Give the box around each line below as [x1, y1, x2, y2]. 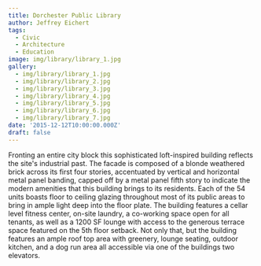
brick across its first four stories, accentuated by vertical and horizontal [8, 167, 240, 176]
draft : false [8, 128, 51, 136]
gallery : [8, 63, 37, 71]
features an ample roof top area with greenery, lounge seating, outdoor [8, 234, 238, 243]
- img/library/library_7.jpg [15, 114, 111, 122]
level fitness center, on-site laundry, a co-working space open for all [8, 209, 230, 218]
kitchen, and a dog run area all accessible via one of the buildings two [8, 242, 235, 252]
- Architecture [15, 41, 65, 49]
